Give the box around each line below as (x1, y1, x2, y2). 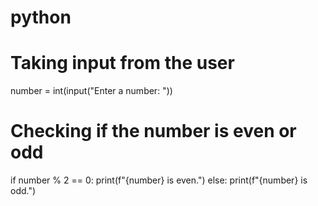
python (10, 6, 72, 29)
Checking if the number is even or (10, 120, 297, 143)
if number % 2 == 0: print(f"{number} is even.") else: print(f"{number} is (10, 174, 308, 186)
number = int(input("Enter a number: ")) (10, 85, 173, 97)
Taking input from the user (10, 52, 235, 75)
